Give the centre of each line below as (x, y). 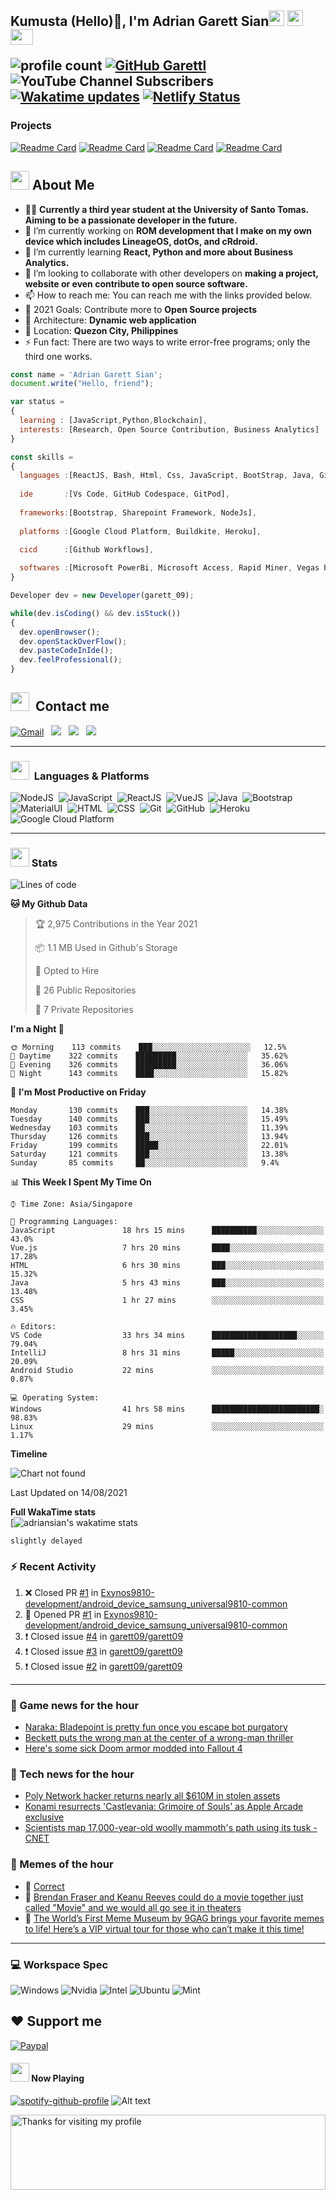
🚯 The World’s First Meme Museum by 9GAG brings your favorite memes (174, 1918)
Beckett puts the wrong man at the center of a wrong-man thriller (159, 1737)
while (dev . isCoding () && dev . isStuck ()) (96, 613)
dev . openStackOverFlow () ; (73, 641)
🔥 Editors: (33, 1327)
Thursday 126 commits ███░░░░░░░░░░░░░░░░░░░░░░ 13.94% (149, 1137)
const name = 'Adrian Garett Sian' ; (86, 374)
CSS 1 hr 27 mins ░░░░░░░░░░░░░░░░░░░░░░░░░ (167, 1301)
